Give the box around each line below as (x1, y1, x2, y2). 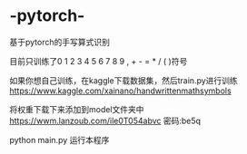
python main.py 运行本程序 (9, 134, 110, 145)
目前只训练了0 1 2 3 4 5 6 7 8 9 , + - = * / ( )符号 (9, 55, 188, 66)
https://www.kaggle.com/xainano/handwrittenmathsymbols (9, 85, 232, 96)
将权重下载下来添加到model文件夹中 (9, 103, 144, 114)
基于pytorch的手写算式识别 (9, 36, 111, 47)
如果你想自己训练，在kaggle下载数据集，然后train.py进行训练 (9, 74, 238, 86)
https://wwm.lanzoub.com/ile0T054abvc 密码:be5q (9, 115, 202, 126)
